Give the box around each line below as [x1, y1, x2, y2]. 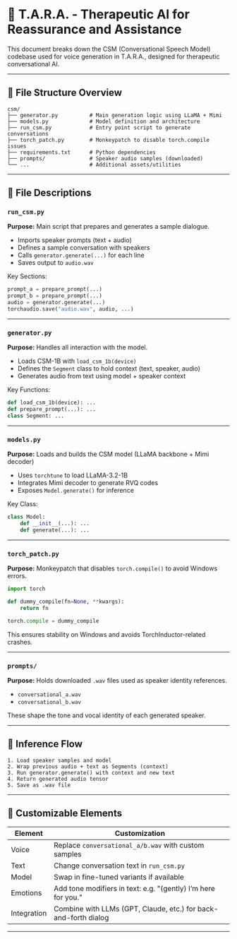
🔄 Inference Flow [7, 738, 83, 750]
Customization [114, 828, 166, 838]
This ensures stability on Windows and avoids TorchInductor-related [7, 630, 206, 638]
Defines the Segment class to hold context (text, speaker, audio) [17, 364, 201, 373]
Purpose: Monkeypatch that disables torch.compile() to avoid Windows [7, 564, 218, 573]
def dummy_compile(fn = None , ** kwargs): [7, 598, 125, 605]
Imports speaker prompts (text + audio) [17, 236, 132, 244]
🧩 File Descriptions [7, 187, 92, 199]
